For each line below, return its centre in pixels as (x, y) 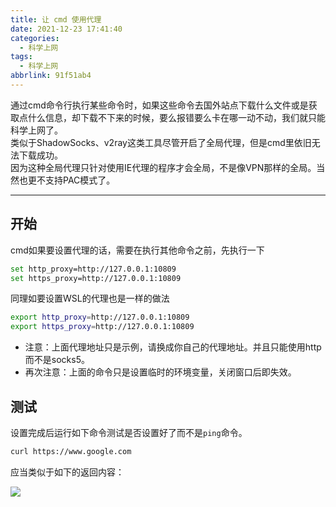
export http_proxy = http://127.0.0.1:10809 (100, 317)
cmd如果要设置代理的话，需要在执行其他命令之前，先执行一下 (137, 250)
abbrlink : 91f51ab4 (51, 76)
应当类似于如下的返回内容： (67, 472)
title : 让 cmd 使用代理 (56, 19)
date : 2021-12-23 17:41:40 (66, 29)
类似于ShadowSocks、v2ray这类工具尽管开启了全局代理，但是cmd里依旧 (161, 142)
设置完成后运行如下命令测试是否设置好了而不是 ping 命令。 (129, 432)
